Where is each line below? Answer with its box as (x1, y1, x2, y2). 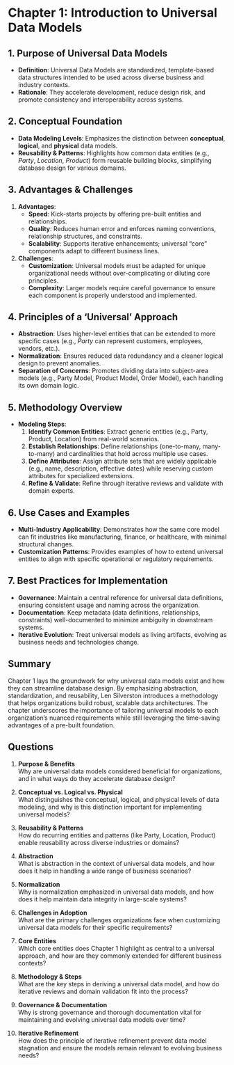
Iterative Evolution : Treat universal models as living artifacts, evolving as (17, 630, 227, 638)
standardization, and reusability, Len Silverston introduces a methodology (8, 691, 219, 700)
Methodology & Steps (17, 972, 82, 981)
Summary (8, 658, 51, 670)
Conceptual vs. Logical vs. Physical (17, 788, 124, 796)
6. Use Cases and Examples (8, 507, 131, 519)
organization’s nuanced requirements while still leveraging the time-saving (8, 713, 221, 722)
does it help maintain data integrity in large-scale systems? (17, 894, 187, 903)
